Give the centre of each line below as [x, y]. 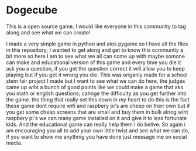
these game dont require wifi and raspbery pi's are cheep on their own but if [98, 106]
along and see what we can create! [48, 32]
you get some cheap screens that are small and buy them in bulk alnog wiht [97, 112]
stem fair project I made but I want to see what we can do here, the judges [96, 81]
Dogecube [32, 10]
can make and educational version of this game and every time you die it [94, 62]
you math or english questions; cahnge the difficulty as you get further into [96, 93]
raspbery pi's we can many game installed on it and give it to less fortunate [97, 118]
